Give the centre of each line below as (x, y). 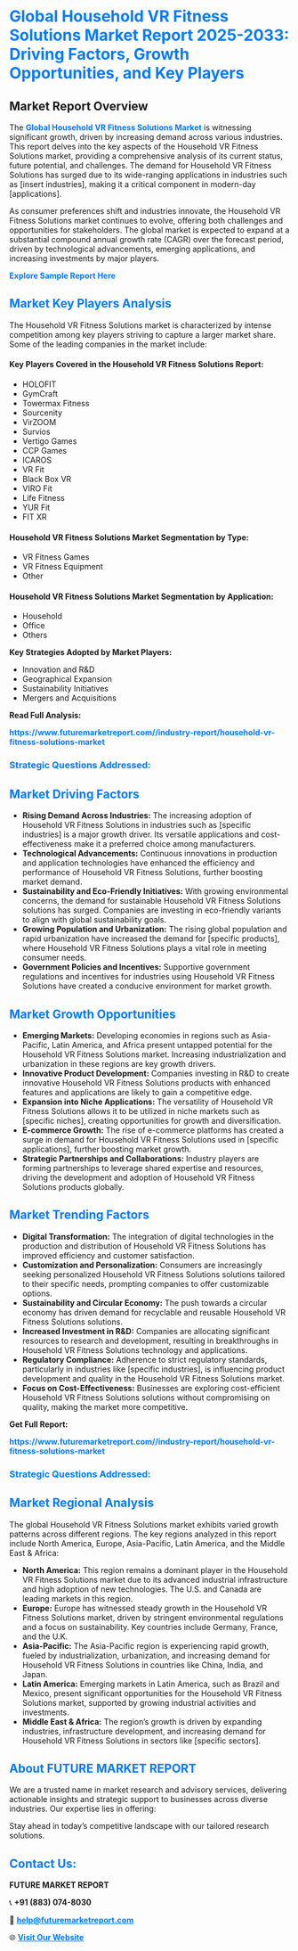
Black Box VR (47, 480)
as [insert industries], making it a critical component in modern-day (133, 184)
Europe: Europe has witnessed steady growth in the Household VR (145, 1608)
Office (33, 626)
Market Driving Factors (74, 794)
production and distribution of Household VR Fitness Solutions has (144, 1246)
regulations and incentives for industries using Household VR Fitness (149, 977)
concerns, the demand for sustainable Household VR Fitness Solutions (152, 901)
